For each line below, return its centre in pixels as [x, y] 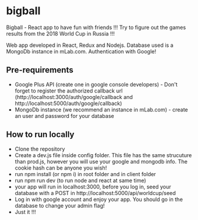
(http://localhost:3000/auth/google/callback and [74, 97]
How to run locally [40, 135]
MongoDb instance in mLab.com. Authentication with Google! [81, 51]
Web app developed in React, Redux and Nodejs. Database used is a [90, 45]
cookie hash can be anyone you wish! [61, 168]
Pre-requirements [40, 70]
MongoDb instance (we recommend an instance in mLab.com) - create [101, 109]
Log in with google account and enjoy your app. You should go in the [99, 199]
